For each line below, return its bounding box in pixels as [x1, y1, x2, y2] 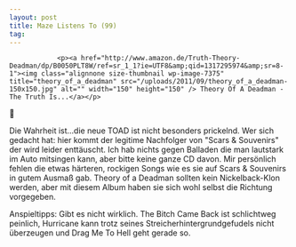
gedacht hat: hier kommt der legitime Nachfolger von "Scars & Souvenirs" [9, 135, 280, 146]
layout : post [9, 12, 58, 22]
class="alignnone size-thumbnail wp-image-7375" [41, 69, 225, 78]
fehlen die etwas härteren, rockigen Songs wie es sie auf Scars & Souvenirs [9, 163, 287, 174]
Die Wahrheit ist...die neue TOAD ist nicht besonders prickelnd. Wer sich [9, 125, 275, 136]
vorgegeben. [9, 192, 56, 203]
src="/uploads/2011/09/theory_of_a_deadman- [120, 77, 289, 86]
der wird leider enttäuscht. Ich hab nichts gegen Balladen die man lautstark [9, 144, 284, 155]
